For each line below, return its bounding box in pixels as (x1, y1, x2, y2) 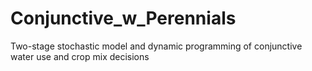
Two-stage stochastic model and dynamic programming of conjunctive (10, 40, 303, 52)
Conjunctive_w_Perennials (10, 7, 237, 30)
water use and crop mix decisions (10, 50, 150, 62)
